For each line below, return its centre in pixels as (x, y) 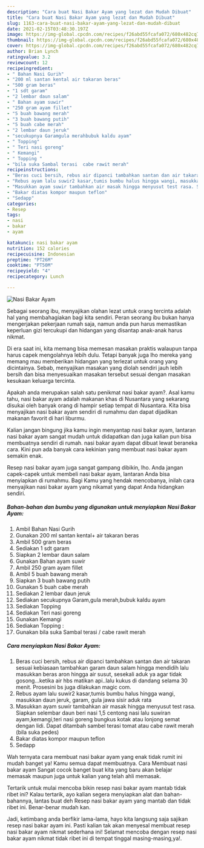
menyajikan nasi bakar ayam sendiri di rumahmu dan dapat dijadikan (92, 412)
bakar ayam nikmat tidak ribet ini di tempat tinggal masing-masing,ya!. (94, 838)
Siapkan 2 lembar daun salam (53, 554)
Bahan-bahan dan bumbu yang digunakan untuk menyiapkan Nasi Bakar (101, 507)
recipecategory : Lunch (35, 277)
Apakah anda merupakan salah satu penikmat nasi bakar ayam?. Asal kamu (101, 392)
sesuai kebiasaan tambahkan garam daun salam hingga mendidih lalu (102, 667)
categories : (22, 204)
